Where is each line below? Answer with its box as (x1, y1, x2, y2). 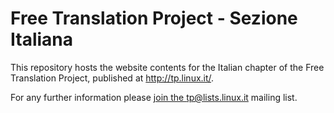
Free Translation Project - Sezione (10, 7, 298, 30)
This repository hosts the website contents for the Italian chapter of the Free (10, 61, 325, 73)
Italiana (10, 28, 74, 51)
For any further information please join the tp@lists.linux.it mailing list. (10, 91, 298, 103)
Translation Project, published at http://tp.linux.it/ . (10, 72, 215, 84)
